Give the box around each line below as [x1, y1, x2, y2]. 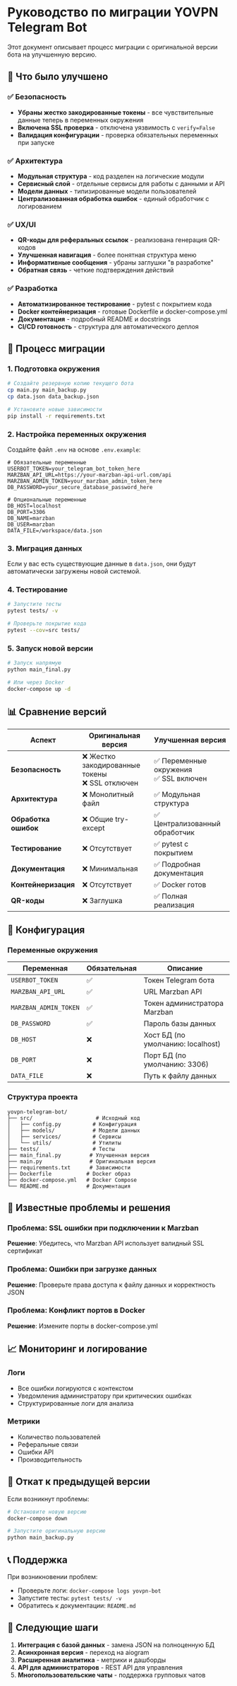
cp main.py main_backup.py [7, 386, 87, 394]
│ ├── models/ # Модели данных [7, 1127, 140, 1134]
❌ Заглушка [82, 895, 123, 905]
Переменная [22, 963, 68, 973]
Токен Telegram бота [143, 975, 215, 985]
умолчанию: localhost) [143, 1039, 221, 1049]
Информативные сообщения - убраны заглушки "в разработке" [17, 258, 214, 267]
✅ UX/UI [7, 219, 37, 229]
